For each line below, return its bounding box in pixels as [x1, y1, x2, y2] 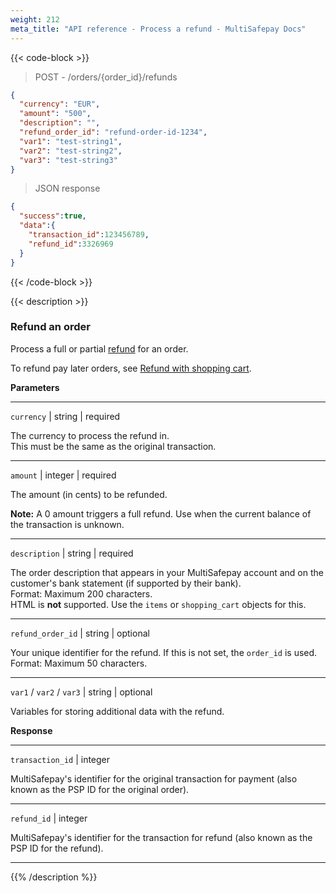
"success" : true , [19, 211, 87, 221]
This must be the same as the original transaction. [10, 440, 217, 452]
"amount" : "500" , [19, 109, 92, 119]
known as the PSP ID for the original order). [10, 783, 190, 795]
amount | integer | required [10, 469, 117, 481]
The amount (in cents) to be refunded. [10, 488, 168, 500]
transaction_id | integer [10, 753, 111, 765]
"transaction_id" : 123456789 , [28, 230, 150, 240]
